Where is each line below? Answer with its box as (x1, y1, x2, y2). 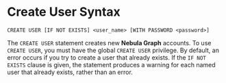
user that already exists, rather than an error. (7, 68, 134, 76)
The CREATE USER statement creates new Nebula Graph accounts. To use (7, 38, 212, 47)
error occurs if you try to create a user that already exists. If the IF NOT (7, 53, 207, 62)
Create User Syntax (7, 4, 121, 20)
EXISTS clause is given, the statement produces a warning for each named (7, 60, 216, 69)
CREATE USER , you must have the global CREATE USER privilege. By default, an (7, 46, 219, 54)
